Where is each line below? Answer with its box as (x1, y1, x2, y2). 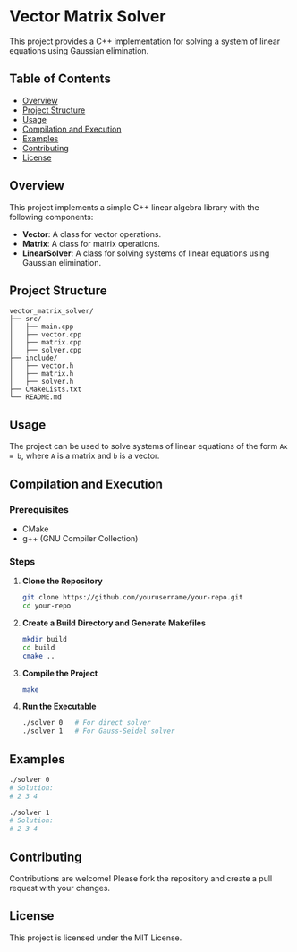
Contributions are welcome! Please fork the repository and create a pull (9, 873, 273, 884)
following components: (9, 211, 94, 222)
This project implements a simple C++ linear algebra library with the (9, 201, 259, 212)
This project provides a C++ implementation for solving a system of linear (9, 36, 281, 47)
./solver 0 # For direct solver (21, 718, 151, 727)
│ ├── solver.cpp (9, 346, 82, 355)
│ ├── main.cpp (9, 322, 74, 332)
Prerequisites (9, 503, 69, 515)
